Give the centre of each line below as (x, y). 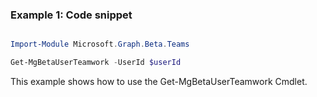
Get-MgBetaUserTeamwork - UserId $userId (96, 63)
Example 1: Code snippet (71, 15)
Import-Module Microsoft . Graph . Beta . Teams (100, 44)
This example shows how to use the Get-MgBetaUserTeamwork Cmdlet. (159, 82)
